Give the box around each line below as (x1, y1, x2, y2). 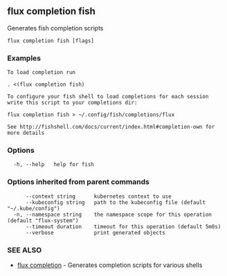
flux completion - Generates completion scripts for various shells (17, 261, 203, 269)
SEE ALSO (7, 245, 42, 255)
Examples (7, 53, 42, 63)
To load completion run (7, 69, 76, 76)
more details (7, 129, 45, 137)
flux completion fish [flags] (7, 37, 95, 44)
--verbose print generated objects (25, 229, 166, 236)
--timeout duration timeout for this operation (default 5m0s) (25, 223, 221, 230)
